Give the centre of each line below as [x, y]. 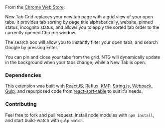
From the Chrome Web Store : [35, 7]
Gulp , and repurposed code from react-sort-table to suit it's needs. [74, 91]
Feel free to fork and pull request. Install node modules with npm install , [80, 115]
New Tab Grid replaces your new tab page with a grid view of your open [79, 17]
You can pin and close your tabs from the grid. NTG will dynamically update [83, 57]
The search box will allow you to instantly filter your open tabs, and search [82, 42]
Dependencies [23, 75]
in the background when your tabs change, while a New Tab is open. [76, 62]
